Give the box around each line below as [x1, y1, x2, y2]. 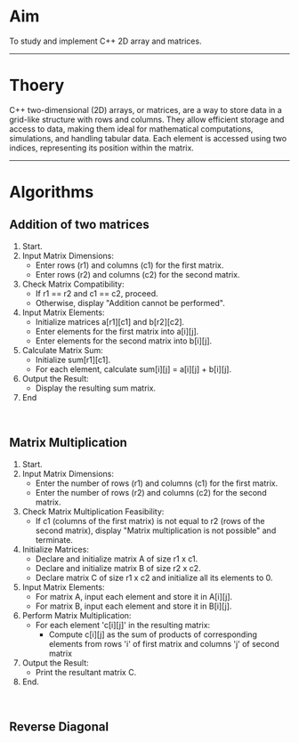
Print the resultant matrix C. [35, 666, 137, 677]
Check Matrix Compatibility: [21, 279, 125, 289]
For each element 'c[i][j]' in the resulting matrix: [35, 619, 211, 630]
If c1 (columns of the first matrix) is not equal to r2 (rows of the [35, 515, 265, 526]
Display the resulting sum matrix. [35, 383, 157, 393]
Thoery [9, 76, 65, 95]
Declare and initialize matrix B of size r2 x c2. [35, 562, 202, 573]
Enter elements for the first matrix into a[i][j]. [35, 326, 199, 336]
